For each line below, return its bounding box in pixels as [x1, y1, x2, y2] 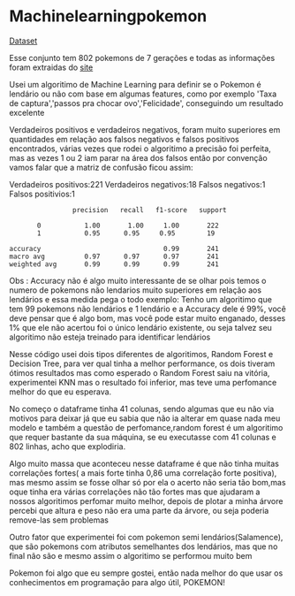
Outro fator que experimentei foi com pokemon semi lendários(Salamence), [9, 531, 284, 542]
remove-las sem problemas [9, 515, 109, 525]
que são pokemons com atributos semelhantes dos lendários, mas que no [9, 541, 278, 552]
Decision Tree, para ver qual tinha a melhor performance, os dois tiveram [9, 358, 276, 369]
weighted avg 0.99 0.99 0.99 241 [9, 259, 219, 269]
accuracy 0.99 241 [9, 244, 219, 253]
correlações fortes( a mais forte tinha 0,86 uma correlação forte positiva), [9, 467, 277, 478]
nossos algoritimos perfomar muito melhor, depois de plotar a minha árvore [9, 495, 284, 506]
